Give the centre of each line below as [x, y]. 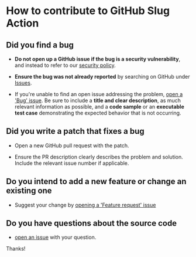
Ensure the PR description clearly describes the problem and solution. [99, 157]
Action [23, 23]
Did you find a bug [40, 45]
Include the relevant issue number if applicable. [72, 163]
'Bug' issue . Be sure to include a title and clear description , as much [98, 100]
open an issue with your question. [55, 237]
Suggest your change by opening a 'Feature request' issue [85, 205]
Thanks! [16, 249]
